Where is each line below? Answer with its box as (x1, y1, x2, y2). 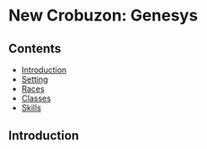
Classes (21, 93, 51, 103)
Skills (21, 103, 42, 112)
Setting (21, 74, 48, 85)
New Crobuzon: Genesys (8, 5, 198, 26)
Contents (8, 41, 62, 56)
